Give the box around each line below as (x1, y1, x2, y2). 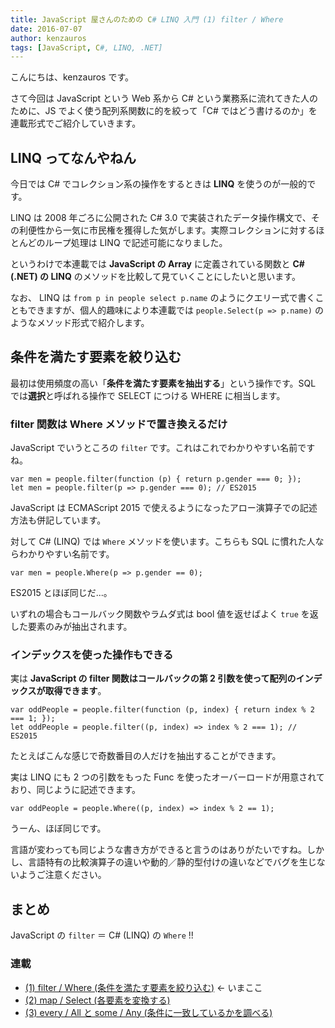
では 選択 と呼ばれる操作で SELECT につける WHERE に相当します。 (10, 389, 286, 401)
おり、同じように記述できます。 (10, 784, 142, 796)
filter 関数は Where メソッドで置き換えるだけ (10, 417, 228, 431)
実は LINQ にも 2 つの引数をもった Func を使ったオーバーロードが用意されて (10, 771, 325, 783)
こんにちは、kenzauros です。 (10, 71, 135, 83)
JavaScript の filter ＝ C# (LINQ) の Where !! (10, 929, 194, 941)
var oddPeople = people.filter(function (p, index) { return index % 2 (10, 705, 315, 715)
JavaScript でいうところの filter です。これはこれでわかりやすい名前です (10, 442, 316, 454)
